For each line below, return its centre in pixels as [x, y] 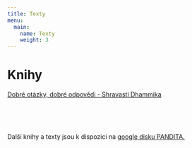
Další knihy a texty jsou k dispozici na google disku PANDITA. [96, 137]
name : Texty [37, 33]
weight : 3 [35, 40]
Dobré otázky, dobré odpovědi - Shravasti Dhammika [84, 94]
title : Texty [26, 14]
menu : [15, 20]
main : [22, 27]
